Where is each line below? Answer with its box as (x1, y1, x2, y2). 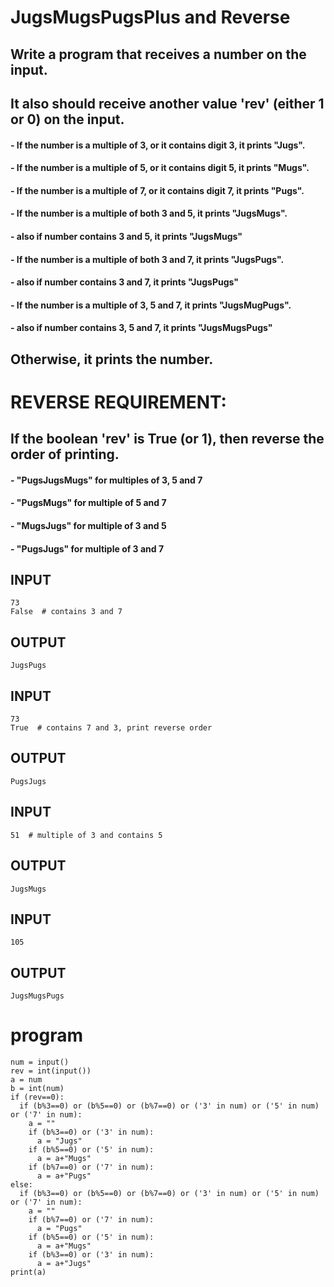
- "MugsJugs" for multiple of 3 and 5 (10, 520, 167, 532)
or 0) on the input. (10, 111, 125, 128)
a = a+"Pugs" (36, 1171, 92, 1181)
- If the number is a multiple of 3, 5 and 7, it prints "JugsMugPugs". (10, 299, 292, 311)
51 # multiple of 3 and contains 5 (10, 830, 163, 840)
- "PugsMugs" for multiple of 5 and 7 (10, 497, 167, 509)
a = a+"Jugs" (36, 1259, 92, 1269)
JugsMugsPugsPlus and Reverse (10, 6, 291, 29)
